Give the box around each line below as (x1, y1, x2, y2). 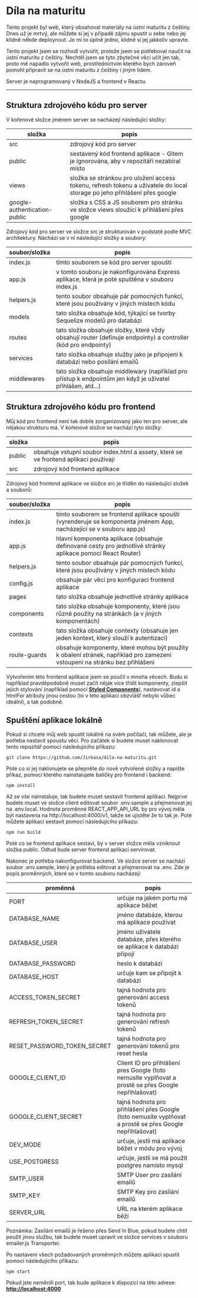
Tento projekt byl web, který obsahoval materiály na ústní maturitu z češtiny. (6, 24, 192, 31)
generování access (117, 993, 170, 1002)
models (9, 312, 30, 321)
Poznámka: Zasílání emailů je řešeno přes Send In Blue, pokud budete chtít (6, 1227, 187, 1234)
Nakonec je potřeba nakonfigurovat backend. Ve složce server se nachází (6, 857, 186, 864)
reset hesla (117, 1049, 148, 1058)
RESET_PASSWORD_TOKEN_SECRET (9, 1042, 111, 1050)
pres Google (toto (117, 1066, 166, 1075)
